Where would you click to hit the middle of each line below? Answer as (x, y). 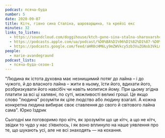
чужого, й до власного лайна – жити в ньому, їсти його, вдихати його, (78, 84)
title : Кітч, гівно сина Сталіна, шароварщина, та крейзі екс (70, 23)
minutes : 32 (17, 28)
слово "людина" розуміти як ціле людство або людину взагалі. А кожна (81, 100)
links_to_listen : (23, 33)
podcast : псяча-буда (26, 10)
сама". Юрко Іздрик (26, 110)
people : (13, 51)
